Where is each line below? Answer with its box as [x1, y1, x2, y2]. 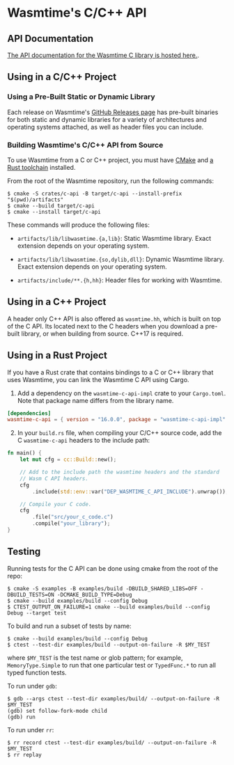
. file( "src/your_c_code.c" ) [32, 514, 114, 521]
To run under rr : [7, 725, 54, 734]
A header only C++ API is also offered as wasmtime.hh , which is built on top [7, 315, 221, 323]
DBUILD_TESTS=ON [7, 591, 54, 598]
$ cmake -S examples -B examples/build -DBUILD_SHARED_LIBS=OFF [7, 585, 198, 592]
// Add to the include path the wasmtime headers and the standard [19, 468, 219, 476]
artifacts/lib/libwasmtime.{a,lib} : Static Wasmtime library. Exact [17, 234, 212, 242]
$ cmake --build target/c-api [7, 202, 95, 210]
